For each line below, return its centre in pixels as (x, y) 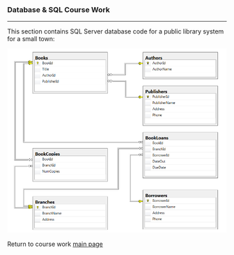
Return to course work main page (55, 244)
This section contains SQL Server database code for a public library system (116, 31)
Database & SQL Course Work (58, 10)
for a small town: (31, 39)
